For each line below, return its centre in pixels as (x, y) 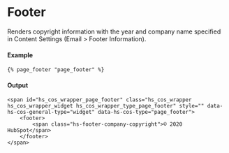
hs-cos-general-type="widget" (51, 112)
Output (18, 85)
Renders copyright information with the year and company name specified (114, 31)
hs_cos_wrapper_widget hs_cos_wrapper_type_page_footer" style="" (106, 106)
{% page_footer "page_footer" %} (56, 70)
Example (20, 55)
